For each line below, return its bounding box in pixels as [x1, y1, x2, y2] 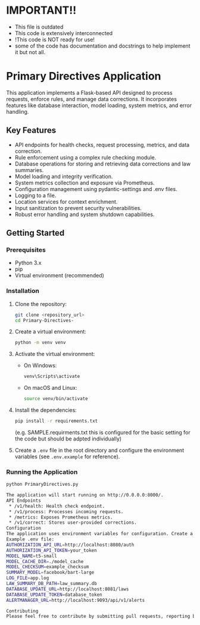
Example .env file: [6, 536, 55, 542]
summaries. [14, 166, 44, 173]
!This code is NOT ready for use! [14, 36, 95, 43]
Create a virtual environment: [14, 328, 86, 335]
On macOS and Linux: [23, 385, 77, 392]
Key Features [6, 126, 57, 136]
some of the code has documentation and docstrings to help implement [14, 42, 190, 49]
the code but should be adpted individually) [14, 435, 122, 442]
